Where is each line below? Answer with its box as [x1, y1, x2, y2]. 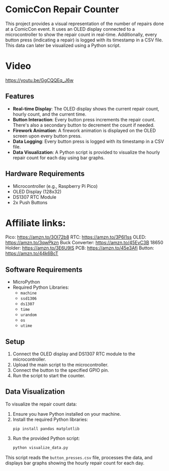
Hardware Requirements [5, 169, 85, 178]
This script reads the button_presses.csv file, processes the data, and [5, 454, 153, 460]
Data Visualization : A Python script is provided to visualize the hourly [12, 149, 160, 155]
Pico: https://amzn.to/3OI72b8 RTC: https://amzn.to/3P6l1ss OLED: [5, 234, 146, 240]
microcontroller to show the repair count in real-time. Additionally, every [5, 31, 157, 37]
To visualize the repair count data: [5, 401, 77, 407]
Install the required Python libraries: [12, 416, 88, 422]
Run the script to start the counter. [12, 373, 86, 379]
